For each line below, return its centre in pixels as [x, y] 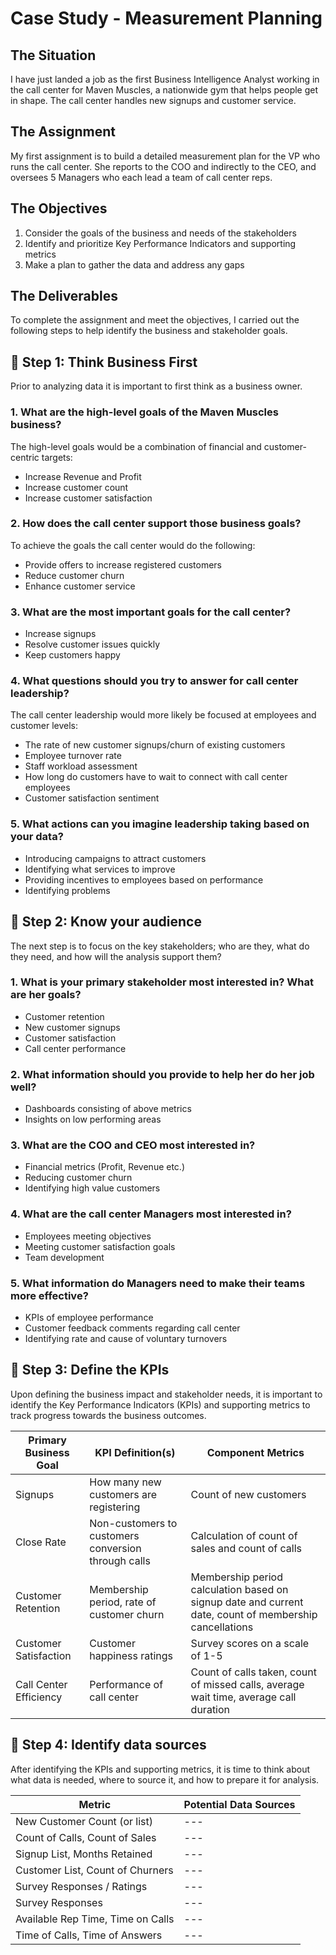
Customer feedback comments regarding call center [132, 1328]
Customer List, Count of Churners [94, 1870]
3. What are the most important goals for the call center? [151, 612]
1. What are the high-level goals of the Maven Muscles [144, 412]
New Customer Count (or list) [84, 1821]
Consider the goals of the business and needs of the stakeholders [160, 233]
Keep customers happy [72, 655]
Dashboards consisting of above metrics [108, 1109]
